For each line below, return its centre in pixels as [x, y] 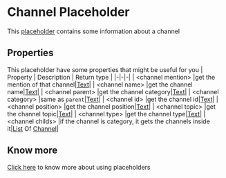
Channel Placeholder [68, 12]
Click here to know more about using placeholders [79, 167]
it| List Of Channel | [33, 128]
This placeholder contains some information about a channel [94, 31]
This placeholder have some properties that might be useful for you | [105, 69]
